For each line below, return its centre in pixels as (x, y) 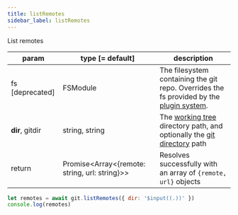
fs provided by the (189, 96)
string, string (84, 130)
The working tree (188, 117)
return (21, 168)
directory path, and (191, 126)
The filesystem (184, 70)
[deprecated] (33, 92)
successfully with (188, 163)
